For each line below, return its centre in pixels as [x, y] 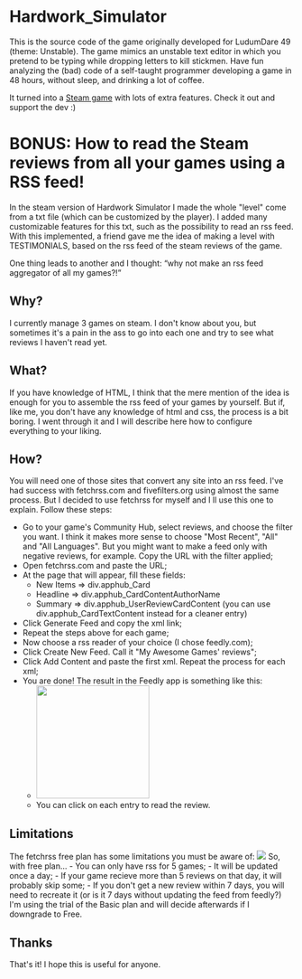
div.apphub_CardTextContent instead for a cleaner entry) [142, 614]
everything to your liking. [55, 430]
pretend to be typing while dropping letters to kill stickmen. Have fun [137, 61]
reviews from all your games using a [147, 163]
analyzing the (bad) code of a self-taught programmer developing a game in [151, 71]
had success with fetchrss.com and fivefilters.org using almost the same [144, 491]
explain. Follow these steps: [61, 510]
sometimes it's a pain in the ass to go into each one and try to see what [142, 333]
